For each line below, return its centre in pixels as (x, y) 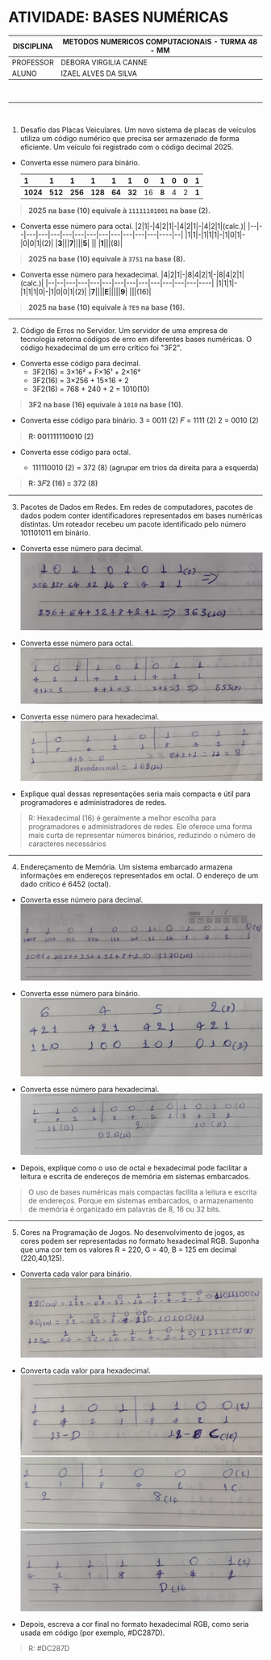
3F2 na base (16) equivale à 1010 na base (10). (106, 404)
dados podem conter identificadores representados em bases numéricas (141, 515)
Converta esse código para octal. (75, 452)
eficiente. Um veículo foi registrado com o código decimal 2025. (127, 147)
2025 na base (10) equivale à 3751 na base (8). (106, 259)
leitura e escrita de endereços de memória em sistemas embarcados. (135, 1177)
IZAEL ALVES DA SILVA (99, 73)
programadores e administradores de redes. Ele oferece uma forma (140, 826)
